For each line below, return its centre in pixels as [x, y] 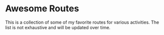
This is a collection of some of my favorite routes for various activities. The [82, 22]
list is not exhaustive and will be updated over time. [58, 27]
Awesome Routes [42, 9]
